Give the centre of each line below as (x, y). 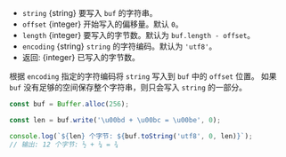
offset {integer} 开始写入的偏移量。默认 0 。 (102, 24)
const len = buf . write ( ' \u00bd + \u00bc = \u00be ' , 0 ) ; (115, 120)
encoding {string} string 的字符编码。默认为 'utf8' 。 (119, 46)
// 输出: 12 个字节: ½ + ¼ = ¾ (64, 145)
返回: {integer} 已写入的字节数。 (81, 57)
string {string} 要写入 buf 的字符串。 (90, 13)
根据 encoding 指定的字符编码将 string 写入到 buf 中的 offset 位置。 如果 (143, 76)
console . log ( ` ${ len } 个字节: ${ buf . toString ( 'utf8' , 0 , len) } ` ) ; (131, 136)
